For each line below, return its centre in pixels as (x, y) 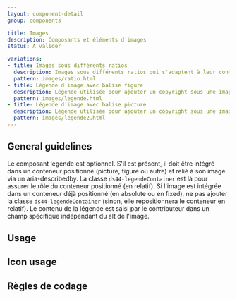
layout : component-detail (45, 14)
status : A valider (34, 47)
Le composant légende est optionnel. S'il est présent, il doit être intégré (111, 164)
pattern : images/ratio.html (55, 78)
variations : (25, 59)
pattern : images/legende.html (58, 98)
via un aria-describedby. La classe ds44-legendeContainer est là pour (108, 178)
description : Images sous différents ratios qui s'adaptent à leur (115, 72)
